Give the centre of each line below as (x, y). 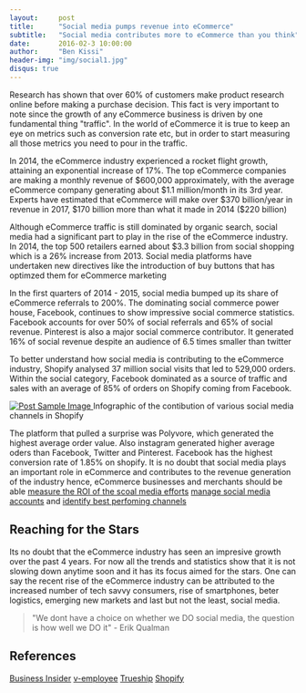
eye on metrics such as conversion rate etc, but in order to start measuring (150, 133)
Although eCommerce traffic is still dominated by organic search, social (143, 227)
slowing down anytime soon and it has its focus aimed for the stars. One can (153, 571)
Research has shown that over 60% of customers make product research (147, 94)
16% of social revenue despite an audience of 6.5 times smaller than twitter (150, 341)
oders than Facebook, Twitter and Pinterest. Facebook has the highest (141, 452)
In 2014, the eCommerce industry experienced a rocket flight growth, (139, 160)
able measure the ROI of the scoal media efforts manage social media (140, 491)
